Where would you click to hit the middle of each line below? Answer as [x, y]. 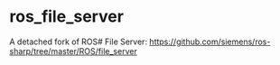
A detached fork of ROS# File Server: [78, 42]
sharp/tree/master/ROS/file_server [73, 51]
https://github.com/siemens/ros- [210, 42]
